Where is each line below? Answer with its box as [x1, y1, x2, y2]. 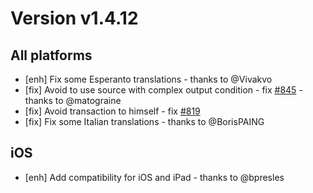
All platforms [10, 47, 93, 64]
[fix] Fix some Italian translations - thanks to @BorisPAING [24, 116, 265, 127]
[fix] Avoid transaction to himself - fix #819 [24, 105, 201, 117]
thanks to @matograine [24, 95, 122, 106]
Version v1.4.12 [10, 7, 139, 30]
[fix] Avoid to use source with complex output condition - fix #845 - [24, 84, 303, 96]
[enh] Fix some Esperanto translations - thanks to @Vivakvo [24, 73, 273, 85]
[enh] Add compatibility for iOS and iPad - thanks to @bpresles [24, 171, 285, 183]
